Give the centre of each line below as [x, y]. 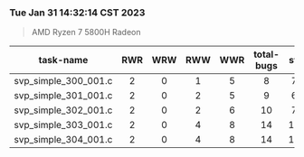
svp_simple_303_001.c [63, 125]
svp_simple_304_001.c [63, 140]
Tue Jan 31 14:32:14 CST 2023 [77, 13]
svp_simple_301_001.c [63, 96]
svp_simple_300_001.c [63, 81]
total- [266, 54]
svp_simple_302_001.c [63, 110]
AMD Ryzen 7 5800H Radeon [86, 32]
